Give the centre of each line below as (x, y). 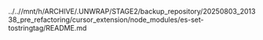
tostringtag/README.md (47, 28)
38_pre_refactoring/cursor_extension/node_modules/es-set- (106, 20)
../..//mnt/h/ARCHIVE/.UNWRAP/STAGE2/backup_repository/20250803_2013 (132, 11)
